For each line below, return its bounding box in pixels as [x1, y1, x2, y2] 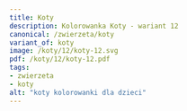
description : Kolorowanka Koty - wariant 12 [9, 21, 179, 30]
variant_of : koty [9, 38, 75, 47]
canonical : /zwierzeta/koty [9, 30, 115, 38]
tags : [9, 64, 30, 73]
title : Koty [9, 13, 54, 22]
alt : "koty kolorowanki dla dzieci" [9, 88, 147, 97]
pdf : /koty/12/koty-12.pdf [9, 55, 111, 64]
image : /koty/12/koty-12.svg [9, 47, 119, 55]
